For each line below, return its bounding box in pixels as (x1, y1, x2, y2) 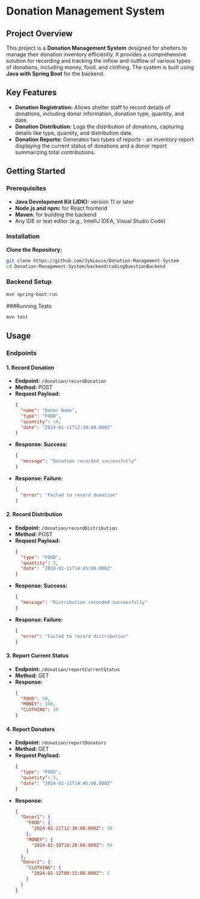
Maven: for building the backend (14, 210, 97, 218)
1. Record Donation (6, 364, 55, 371)
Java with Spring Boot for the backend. (6, 70, 105, 77)
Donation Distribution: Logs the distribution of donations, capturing (14, 123, 184, 130)
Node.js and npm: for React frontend (14, 204, 107, 212)
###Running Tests (6, 302, 52, 310)
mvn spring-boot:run (6, 291, 58, 297)
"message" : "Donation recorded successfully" (20, 458, 137, 464)
